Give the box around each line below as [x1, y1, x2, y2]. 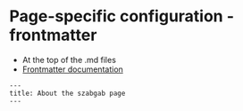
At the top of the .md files [21, 54, 116, 65]
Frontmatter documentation [21, 64, 123, 75]
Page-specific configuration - [9, 6, 235, 27]
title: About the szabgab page [9, 89, 126, 98]
